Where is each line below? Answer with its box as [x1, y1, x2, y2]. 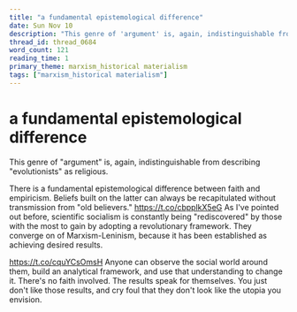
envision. [9, 293, 42, 305]
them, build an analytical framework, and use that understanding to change [9, 266, 283, 277]
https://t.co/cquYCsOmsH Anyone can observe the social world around [9, 256, 268, 267]
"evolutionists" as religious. [9, 165, 109, 177]
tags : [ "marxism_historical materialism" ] [9, 71, 168, 80]
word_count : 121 [9, 46, 69, 55]
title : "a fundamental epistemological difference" [9, 12, 203, 22]
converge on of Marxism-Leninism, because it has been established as [9, 230, 268, 240]
